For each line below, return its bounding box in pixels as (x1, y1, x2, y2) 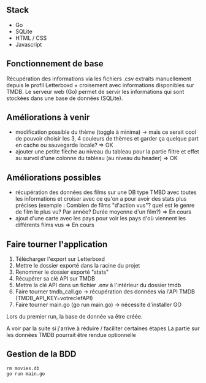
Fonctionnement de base (6, 58, 104, 69)
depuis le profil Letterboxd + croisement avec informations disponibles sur (6, 81, 194, 88)
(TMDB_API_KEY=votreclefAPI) (15, 295, 93, 302)
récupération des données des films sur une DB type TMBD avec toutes (15, 188, 197, 196)
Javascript (15, 41, 42, 48)
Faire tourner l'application (6, 239, 108, 249)
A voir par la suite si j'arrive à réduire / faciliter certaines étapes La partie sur (6, 325, 200, 332)
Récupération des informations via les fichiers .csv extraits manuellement (6, 75, 192, 82)
